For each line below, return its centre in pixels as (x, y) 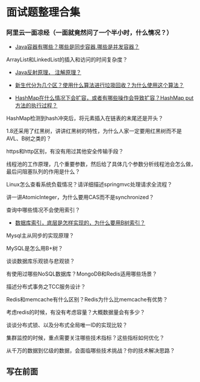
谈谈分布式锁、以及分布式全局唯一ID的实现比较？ (67, 325)
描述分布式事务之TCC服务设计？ (46, 287)
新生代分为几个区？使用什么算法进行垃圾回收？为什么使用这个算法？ (99, 85)
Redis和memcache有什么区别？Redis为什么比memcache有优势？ (87, 300)
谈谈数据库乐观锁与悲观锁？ (41, 261)
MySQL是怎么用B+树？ (35, 248)
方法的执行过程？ (36, 105)
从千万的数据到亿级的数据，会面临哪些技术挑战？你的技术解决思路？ (91, 351)
